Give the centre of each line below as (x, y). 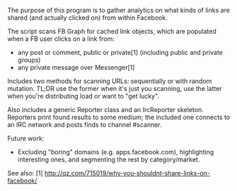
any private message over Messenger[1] (76, 67)
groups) (29, 60)
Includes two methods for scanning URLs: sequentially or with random (110, 81)
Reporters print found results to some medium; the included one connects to (119, 117)
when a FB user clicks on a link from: (61, 39)
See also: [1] (25, 173)
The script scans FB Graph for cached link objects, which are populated (112, 31)
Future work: (26, 138)
